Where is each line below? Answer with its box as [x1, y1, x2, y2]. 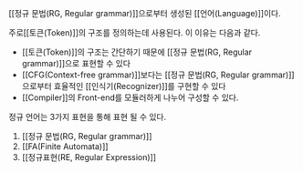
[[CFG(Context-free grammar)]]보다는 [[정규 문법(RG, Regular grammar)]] [21, 69, 295, 80]
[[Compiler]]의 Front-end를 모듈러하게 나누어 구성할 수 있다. [21, 92, 239, 103]
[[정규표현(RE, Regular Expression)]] [21, 152, 157, 162]
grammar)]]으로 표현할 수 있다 [21, 58, 131, 68]
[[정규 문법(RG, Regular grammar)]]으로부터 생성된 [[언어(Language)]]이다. [8, 8, 281, 18]
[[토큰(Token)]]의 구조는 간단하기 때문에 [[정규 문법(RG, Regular [21, 46, 253, 57]
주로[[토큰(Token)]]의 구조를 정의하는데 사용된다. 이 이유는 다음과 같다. [8, 27, 261, 38]
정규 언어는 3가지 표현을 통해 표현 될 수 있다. [8, 112, 167, 122]
